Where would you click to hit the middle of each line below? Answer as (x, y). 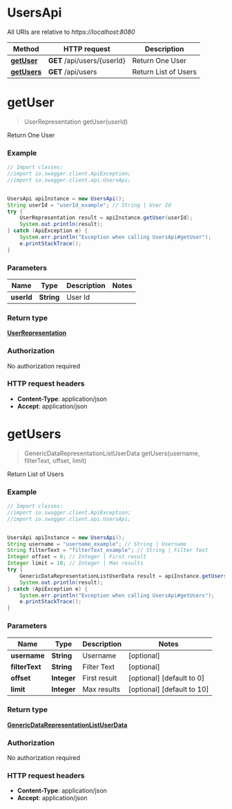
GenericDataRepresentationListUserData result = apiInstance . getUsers (123, 576)
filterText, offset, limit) (55, 460)
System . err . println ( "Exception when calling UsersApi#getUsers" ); (117, 596)
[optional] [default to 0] (166, 678)
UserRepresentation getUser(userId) (76, 122)
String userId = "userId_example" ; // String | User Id (89, 205)
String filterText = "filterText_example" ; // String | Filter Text (108, 551)
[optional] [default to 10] (168, 689)
